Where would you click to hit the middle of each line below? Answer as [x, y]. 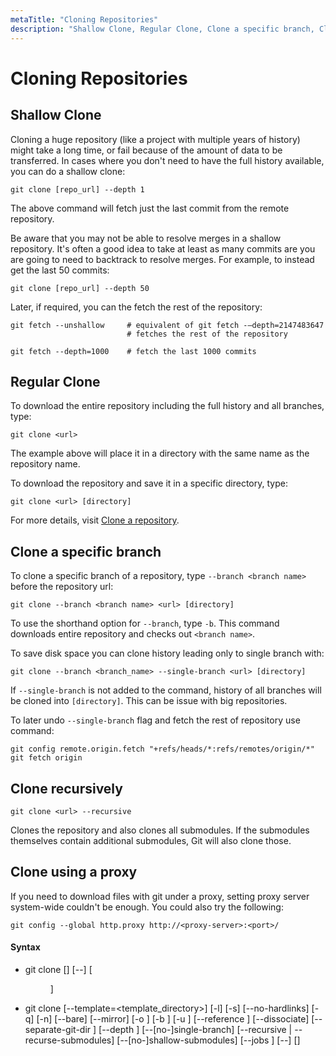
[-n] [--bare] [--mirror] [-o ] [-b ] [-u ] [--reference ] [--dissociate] [173, 1018]
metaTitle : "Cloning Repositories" [84, 19]
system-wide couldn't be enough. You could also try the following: [147, 907]
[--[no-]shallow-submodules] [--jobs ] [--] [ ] [208, 1040]
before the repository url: [62, 587]
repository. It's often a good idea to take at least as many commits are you [163, 248]
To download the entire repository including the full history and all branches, [167, 406]
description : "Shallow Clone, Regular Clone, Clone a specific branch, [162, 29]
